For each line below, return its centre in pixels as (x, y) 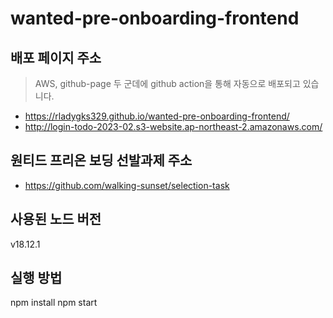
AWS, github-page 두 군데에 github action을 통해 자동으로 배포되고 (167, 83)
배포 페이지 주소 (56, 57)
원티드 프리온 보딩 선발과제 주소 (101, 160)
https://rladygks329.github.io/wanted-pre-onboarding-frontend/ (157, 116)
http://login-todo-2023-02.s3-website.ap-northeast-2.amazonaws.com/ (173, 126)
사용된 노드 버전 (56, 219)
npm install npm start (54, 303)
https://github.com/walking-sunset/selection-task (127, 185)
